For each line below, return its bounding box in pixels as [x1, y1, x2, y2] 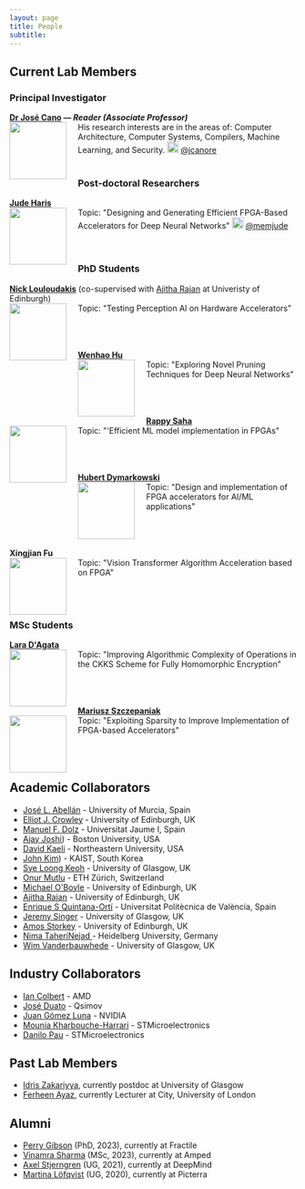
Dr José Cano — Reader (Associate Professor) [9, 112, 188, 123]
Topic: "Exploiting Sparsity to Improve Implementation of [77, 714, 290, 725]
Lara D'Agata [9, 639, 60, 650]
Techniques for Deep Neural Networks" [146, 368, 294, 379]
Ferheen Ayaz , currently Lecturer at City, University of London [22, 1090, 257, 1101]
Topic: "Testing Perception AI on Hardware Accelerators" [77, 302, 292, 313]
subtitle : [9, 30, 47, 39]
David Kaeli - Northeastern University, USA [22, 843, 185, 854]
